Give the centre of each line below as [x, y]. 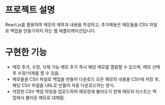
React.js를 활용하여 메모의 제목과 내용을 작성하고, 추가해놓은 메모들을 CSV [77, 25]
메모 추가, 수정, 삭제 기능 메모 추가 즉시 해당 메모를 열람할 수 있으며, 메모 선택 [86, 67]
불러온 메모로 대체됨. [45, 97]
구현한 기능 [26, 52]
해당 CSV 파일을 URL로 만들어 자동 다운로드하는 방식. [64, 85]
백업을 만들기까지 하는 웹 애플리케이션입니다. [53, 30]
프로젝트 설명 [30, 10]
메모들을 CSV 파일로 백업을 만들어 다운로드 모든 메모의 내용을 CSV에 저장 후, [86, 79]
